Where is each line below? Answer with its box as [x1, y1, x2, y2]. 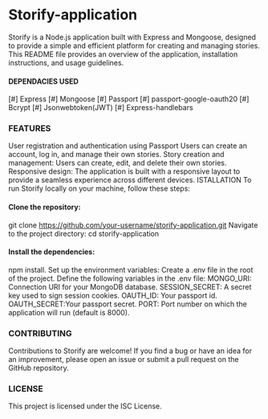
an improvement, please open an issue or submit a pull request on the [8, 355, 239, 364]
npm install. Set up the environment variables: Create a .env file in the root [8, 265, 254, 274]
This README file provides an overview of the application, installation [8, 49, 238, 59]
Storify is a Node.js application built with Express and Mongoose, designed [8, 32, 257, 42]
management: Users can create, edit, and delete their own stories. [8, 158, 227, 168]
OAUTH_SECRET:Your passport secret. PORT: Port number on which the [8, 299, 247, 309]
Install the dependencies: [8, 247, 95, 257]
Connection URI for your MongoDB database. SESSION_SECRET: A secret [8, 281, 252, 291]
